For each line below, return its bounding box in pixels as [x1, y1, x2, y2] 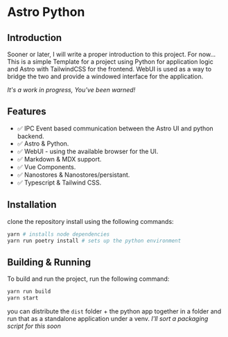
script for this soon [7, 322, 61, 330]
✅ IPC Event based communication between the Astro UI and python [17, 124, 213, 132]
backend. [17, 132, 44, 140]
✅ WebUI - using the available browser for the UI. [17, 147, 159, 155]
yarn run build [7, 288, 51, 295]
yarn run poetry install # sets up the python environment [7, 237, 182, 244]
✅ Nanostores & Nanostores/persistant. [17, 171, 130, 179]
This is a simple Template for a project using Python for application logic [7, 58, 213, 66]
